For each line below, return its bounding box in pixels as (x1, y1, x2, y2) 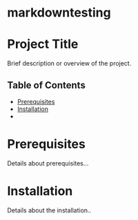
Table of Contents (7, 79, 86, 91)
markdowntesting (7, 5, 112, 21)
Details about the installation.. (7, 206, 92, 214)
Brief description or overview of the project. (7, 59, 132, 68)
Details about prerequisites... (7, 159, 89, 167)
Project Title (7, 37, 79, 52)
